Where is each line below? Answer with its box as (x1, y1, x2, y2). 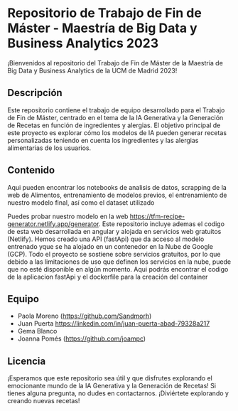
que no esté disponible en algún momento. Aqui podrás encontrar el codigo (7, 265, 229, 273)
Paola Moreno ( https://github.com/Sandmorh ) (17, 311, 152, 321)
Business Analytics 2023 (7, 36, 158, 51)
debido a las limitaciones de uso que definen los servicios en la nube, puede (7, 257, 232, 266)
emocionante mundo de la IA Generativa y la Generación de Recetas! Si (7, 382, 217, 390)
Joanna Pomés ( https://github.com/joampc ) (17, 334, 146, 343)
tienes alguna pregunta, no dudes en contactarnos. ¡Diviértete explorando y (7, 389, 229, 397)
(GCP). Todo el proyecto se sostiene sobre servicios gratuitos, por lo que (7, 250, 221, 258)
